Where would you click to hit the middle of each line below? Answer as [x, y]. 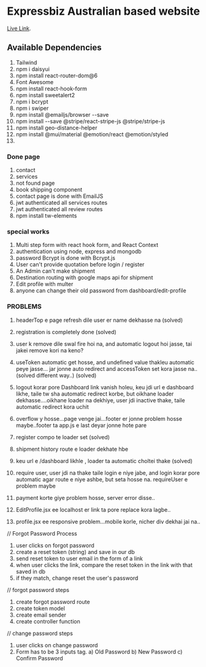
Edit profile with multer [44, 284]
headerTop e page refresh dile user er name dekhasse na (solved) [99, 320]
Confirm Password [39, 658]
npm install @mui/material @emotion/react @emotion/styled [92, 134]
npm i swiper [32, 108]
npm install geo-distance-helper [56, 128]
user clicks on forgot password [55, 545]
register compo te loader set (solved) [63, 437]
